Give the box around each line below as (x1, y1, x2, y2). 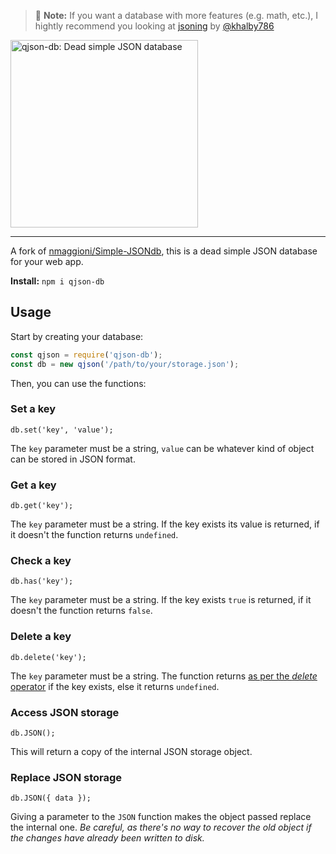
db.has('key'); (10, 576, 74, 587)
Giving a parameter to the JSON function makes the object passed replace (10, 811, 312, 823)
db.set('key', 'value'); (10, 425, 114, 435)
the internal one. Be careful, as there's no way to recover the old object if (10, 821, 312, 834)
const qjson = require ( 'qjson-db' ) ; (10, 350, 163, 360)
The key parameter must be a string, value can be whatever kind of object (10, 442, 315, 454)
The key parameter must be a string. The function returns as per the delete (10, 670, 318, 682)
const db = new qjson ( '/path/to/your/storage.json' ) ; (10, 359, 240, 369)
